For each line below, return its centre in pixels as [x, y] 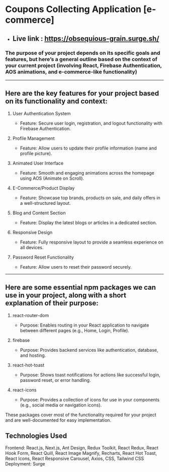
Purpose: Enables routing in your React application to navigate [84, 325]
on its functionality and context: [56, 101]
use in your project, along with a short [66, 295]
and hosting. [33, 355]
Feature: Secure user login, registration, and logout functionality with [91, 123]
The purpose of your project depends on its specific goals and [83, 53]
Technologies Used [36, 436]
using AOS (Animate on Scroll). [52, 178]
